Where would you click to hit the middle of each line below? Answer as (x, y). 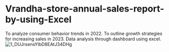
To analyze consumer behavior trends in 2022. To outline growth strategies (84, 33)
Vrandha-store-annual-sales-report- (85, 9)
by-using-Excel (39, 19)
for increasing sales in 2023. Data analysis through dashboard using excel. (83, 39)
